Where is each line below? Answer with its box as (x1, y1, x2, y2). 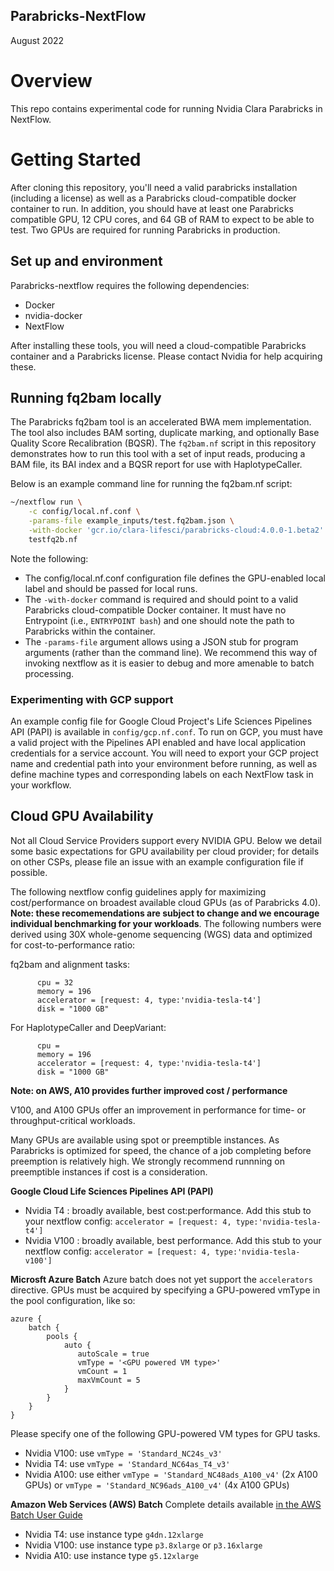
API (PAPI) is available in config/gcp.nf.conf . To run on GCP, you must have (10, 725, 323, 738)
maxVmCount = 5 (77, 1375, 141, 1385)
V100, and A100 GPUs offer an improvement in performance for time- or (10, 1104, 307, 1116)
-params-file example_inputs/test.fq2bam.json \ (28, 516, 235, 526)
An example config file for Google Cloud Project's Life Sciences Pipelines (10, 715, 313, 727)
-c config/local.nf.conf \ (28, 507, 141, 517)
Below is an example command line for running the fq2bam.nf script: (10, 478, 293, 490)
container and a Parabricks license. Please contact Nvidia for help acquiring (10, 350, 323, 362)
